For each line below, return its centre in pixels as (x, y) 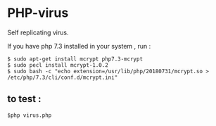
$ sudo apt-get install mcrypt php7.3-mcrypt (75, 59)
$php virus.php (30, 115)
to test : (24, 99)
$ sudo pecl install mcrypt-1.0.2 (58, 65)
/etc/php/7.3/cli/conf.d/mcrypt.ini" (63, 77)
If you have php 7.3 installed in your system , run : (79, 46)
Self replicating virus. (38, 32)
